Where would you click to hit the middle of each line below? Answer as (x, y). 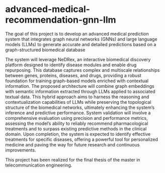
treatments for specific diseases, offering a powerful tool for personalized (82, 139)
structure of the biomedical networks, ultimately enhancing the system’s (80, 107)
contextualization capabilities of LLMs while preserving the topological (78, 102)
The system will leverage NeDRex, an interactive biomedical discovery (78, 59)
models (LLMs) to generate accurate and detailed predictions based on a (81, 44)
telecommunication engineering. (39, 165)
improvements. (21, 150)
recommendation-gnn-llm (61, 20)
